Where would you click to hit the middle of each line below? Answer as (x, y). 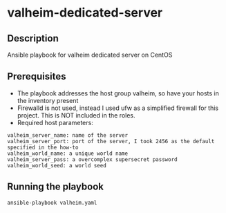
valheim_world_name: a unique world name (68, 154)
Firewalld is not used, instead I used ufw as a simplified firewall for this (118, 108)
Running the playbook (55, 187)
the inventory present (48, 100)
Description (33, 38)
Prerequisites (37, 76)
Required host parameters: (55, 122)
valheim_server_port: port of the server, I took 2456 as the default (111, 141)
